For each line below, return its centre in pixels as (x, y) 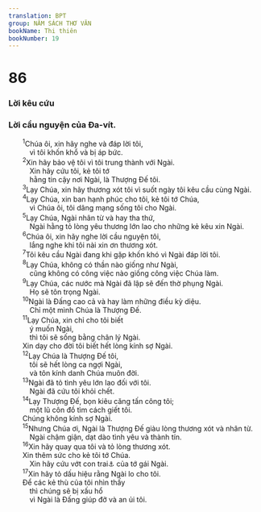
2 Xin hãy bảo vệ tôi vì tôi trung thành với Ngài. (99, 162)
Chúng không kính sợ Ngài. (68, 418)
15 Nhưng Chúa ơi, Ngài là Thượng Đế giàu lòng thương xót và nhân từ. (138, 427)
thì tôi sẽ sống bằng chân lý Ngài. (85, 337)
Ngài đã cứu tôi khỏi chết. (72, 391)
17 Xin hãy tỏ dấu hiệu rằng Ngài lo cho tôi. (92, 473)
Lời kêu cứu (31, 103)
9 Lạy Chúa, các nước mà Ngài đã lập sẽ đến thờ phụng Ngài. (123, 282)
